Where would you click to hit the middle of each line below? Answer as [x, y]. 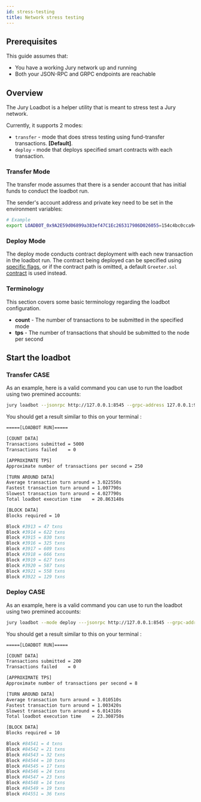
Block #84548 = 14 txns [36, 783]
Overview [25, 93]
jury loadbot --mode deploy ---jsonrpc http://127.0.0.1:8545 [85, 622]
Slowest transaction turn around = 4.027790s [64, 494]
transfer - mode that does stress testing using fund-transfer [90, 137]
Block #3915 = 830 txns [36, 537]
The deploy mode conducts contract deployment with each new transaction [100, 254]
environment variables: [34, 209]
